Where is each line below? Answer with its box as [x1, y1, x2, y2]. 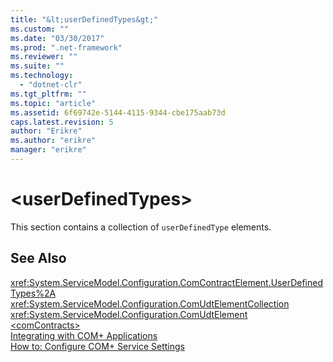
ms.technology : [10, 71, 74, 81]
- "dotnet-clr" [19, 80, 83, 90]
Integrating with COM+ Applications [10, 329, 158, 341]
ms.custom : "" [10, 24, 70, 34]
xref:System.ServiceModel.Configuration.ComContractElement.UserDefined [10, 276, 324, 288]
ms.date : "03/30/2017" [10, 33, 105, 43]
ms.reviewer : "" [10, 52, 78, 62]
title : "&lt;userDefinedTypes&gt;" [10, 14, 159, 25]
